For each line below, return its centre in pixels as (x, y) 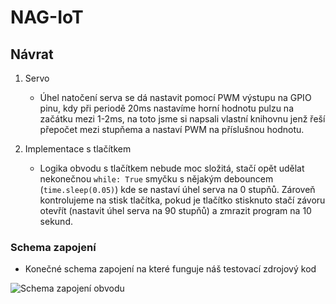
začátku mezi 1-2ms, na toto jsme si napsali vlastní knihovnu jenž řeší (182, 119)
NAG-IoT (47, 17)
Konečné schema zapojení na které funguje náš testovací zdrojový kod (170, 269)
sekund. (56, 221)
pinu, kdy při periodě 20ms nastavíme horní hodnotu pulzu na (166, 108)
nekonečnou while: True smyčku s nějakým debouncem (156, 179)
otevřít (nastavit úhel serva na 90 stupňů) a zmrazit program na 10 (175, 210)
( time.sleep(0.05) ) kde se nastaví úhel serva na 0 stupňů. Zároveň (177, 189)
